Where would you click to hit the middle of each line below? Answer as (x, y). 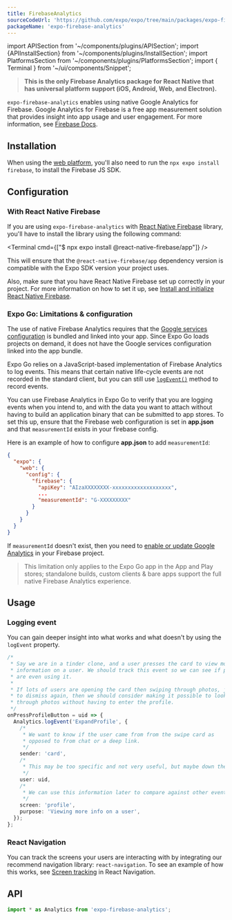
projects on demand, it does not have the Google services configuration (109, 344)
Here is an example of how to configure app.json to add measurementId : (109, 442)
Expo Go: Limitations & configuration (70, 314)
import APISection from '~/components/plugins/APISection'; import (103, 46)
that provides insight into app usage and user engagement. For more (105, 117)
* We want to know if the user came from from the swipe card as (118, 734)
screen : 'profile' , (48, 805)
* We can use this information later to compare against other (115, 792)
